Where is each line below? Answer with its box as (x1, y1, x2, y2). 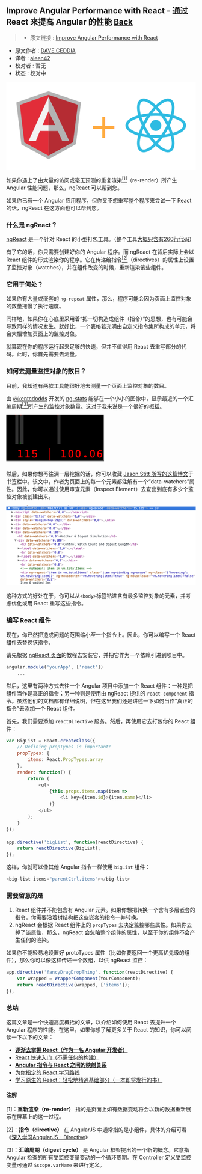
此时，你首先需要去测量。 (16, 350, 80, 358)
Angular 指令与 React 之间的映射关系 (14, 1062, 107, 1069)
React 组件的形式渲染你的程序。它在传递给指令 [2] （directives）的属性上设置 (6, 255, 194, 263)
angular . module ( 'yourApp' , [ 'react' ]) (6, 664, 103, 670)
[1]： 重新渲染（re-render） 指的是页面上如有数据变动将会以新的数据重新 (6, 1105, 186, 1113)
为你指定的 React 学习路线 (14, 1069, 80, 1076)
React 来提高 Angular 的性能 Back (6, 17, 133, 27)
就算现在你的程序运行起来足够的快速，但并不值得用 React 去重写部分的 (6, 343, 182, 350)
